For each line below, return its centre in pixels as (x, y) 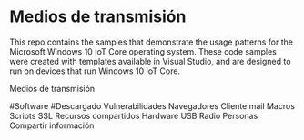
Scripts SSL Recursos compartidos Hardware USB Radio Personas (134, 115)
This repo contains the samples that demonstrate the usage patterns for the (152, 42)
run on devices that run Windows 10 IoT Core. (95, 71)
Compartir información (52, 125)
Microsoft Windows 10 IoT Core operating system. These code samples (143, 51)
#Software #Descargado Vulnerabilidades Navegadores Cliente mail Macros (152, 105)
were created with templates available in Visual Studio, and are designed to (150, 61)
